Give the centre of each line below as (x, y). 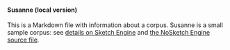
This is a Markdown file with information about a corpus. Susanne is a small (115, 25)
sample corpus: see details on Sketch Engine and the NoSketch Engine (109, 33)
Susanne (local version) (42, 10)
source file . (23, 40)
